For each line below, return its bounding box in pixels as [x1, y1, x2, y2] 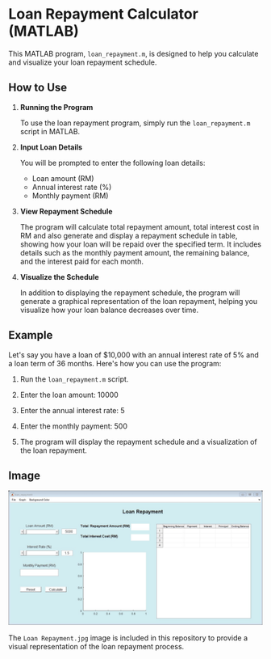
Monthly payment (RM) [31, 191, 109, 201]
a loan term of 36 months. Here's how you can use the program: [8, 358, 222, 368]
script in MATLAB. [19, 126, 81, 136]
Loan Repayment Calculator [8, 5, 199, 23]
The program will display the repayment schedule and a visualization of [19, 437, 258, 446]
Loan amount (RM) [31, 173, 94, 183]
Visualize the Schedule [19, 272, 99, 281]
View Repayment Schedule [19, 206, 113, 216]
